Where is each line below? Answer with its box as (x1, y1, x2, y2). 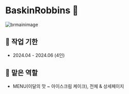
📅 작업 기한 (5, 38, 38, 46)
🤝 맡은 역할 (5, 68, 38, 77)
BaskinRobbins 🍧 (5, 5, 78, 16)
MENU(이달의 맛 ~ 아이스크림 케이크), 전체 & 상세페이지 (12, 83, 124, 89)
